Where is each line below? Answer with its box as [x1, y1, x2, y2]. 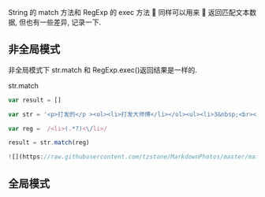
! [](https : [8, 153, 44, 161]
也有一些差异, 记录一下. [25, 17, 101, 27]
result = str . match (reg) [8, 139, 90, 147]
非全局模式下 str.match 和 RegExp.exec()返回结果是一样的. [8, 65, 197, 74]
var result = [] [8, 96, 62, 104]
